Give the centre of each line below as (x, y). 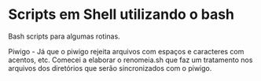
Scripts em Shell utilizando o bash (121, 15)
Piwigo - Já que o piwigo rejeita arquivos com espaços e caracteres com (126, 51)
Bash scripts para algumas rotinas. (64, 36)
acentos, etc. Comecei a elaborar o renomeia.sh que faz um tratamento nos (130, 60)
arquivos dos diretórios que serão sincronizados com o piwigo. (110, 68)
